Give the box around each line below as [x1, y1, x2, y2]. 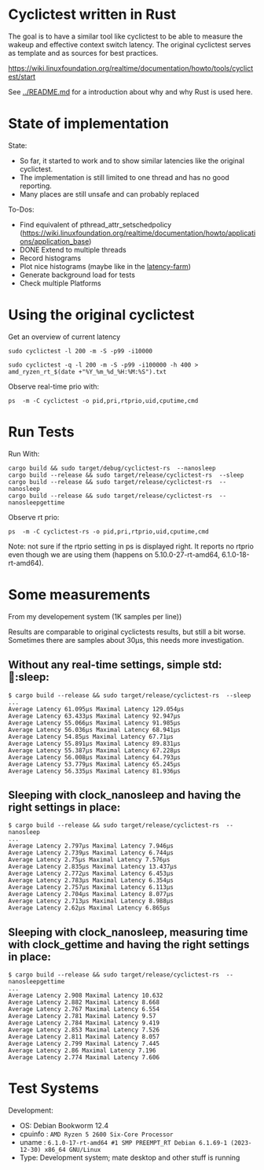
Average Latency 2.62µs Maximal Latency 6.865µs [8, 904, 170, 912]
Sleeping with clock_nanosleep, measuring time [8, 925, 249, 939]
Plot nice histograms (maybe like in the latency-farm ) [19, 261, 191, 271]
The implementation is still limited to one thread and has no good [19, 172, 229, 182]
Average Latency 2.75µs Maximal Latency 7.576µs [8, 856, 170, 864]
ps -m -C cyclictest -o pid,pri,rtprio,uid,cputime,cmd [8, 397, 199, 404]
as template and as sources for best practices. [8, 48, 159, 57]
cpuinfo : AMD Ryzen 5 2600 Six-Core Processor [19, 1129, 174, 1139]
